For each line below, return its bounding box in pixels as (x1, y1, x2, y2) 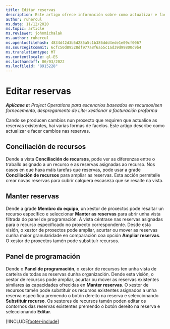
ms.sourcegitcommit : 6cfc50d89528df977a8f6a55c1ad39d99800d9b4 (6, 45, 142, 50)
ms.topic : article (6, 26, 44, 31)
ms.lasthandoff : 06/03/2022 (6, 59, 65, 64)
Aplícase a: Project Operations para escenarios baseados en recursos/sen (6, 102, 163, 108)
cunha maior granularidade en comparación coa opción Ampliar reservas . (6, 232, 161, 238)
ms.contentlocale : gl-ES (6, 54, 58, 60)
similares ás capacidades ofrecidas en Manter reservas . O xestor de (6, 282, 149, 288)
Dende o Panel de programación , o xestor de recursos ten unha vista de (6, 265, 157, 271)
